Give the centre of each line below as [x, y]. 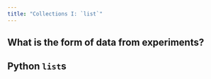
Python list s [37, 67]
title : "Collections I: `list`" [55, 14]
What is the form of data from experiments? [106, 43]
